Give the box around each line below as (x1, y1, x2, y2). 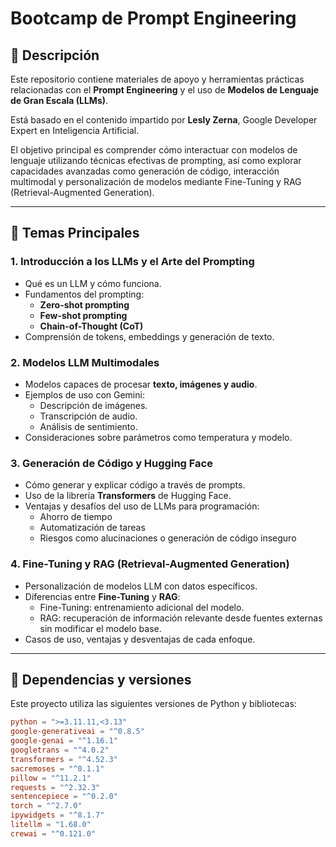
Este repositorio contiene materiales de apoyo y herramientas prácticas (10, 73, 305, 85)
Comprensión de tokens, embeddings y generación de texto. (24, 330, 275, 342)
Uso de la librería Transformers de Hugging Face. (24, 490, 232, 502)
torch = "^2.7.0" (10, 801, 83, 811)
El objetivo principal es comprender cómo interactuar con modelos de (10, 144, 298, 156)
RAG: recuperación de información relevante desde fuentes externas (39, 612, 323, 624)
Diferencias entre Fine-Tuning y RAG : (24, 590, 181, 602)
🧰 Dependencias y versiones (10, 671, 192, 688)
